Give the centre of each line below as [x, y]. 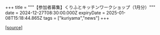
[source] [14, 28]
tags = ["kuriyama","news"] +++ [76, 18]
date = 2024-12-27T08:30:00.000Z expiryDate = [55, 13]
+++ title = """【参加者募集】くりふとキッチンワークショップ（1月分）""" [80, 7]
